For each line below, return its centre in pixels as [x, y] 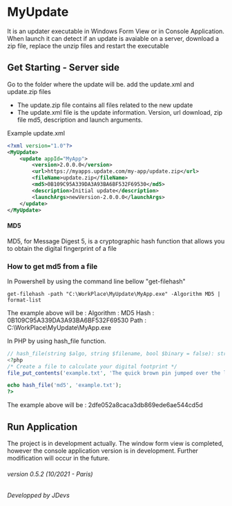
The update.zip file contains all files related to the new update [105, 105]
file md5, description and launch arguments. [80, 120]
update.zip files [29, 91]
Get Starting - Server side [63, 67]
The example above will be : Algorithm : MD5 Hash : [81, 312]
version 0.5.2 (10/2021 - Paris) [50, 474]
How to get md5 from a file [52, 266]
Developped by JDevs [39, 496]
